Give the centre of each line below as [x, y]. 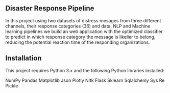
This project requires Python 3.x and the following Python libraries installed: [85, 70]
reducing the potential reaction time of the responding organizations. [78, 42]
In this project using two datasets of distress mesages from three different [83, 20]
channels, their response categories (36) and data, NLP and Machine [78, 26]
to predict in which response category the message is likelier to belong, [80, 37]
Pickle [12, 85]
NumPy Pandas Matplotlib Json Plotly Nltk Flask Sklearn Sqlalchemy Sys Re [85, 80]
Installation [23, 58]
